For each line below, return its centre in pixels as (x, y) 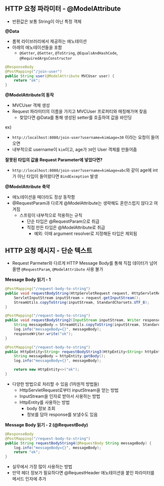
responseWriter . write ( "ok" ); (43, 334)
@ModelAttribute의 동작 (30, 95)
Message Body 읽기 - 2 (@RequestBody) (47, 425)
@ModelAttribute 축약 (28, 187)
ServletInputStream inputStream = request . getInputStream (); (77, 298)
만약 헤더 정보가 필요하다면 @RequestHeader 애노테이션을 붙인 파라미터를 (83, 473)
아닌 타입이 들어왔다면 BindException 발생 (58, 176)
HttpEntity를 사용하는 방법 (44, 402)
